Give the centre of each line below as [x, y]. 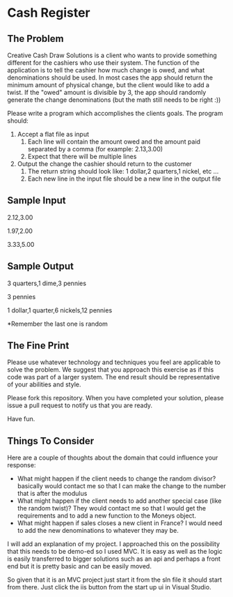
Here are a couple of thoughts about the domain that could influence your [113, 458]
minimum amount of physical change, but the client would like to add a [109, 85]
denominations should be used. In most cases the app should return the [110, 77]
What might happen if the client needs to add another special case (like [119, 501]
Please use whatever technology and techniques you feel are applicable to [114, 362]
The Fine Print [38, 346]
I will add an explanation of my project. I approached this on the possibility [114, 544]
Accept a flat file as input [53, 134]
